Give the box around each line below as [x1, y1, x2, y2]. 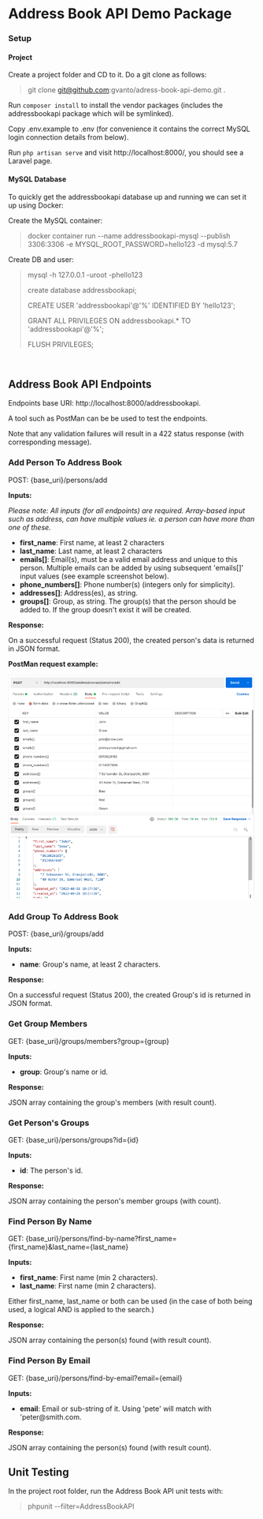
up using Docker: [8, 200, 64, 210]
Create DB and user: [8, 254, 74, 264]
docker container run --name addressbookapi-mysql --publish [27, 230, 231, 241]
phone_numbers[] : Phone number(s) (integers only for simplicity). [19, 579, 235, 589]
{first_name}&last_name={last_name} [8, 1242, 129, 1251]
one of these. [8, 522, 51, 532]
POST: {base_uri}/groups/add [8, 929, 104, 939]
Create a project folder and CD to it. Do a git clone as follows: [8, 70, 207, 80]
